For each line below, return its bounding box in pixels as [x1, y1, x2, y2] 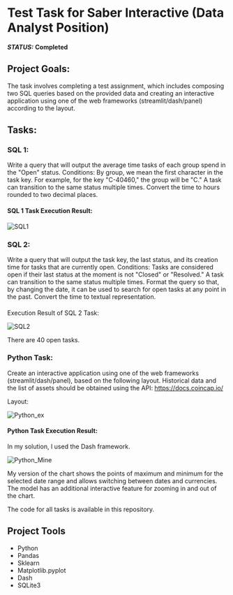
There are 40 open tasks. [7, 335, 80, 344]
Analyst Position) [7, 20, 110, 36]
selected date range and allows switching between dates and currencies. [7, 477, 218, 485]
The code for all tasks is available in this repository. [7, 505, 155, 514]
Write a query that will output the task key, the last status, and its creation [7, 255, 218, 263]
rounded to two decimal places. [7, 191, 98, 199]
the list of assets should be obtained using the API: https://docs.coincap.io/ [7, 383, 224, 392]
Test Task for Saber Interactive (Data [7, 5, 225, 21]
